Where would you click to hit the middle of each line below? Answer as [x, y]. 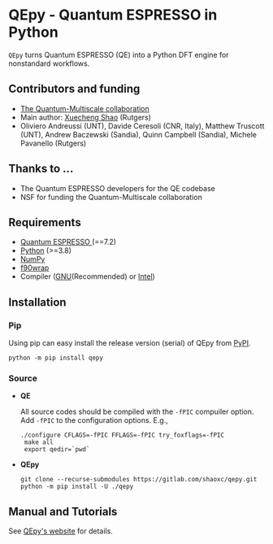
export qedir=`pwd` [57, 450]
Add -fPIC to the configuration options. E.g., [94, 420]
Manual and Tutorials [63, 511]
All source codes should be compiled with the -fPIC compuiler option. [137, 411]
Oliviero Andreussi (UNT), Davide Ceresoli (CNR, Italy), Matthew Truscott [142, 126]
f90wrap [35, 268]
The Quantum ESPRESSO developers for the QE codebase [117, 188]
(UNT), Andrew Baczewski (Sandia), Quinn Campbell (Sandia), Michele [139, 134]
